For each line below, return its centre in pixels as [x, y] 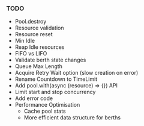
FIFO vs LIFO [31, 54]
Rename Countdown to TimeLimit [56, 79]
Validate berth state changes [50, 60]
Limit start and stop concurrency [55, 92]
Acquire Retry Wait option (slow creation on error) [76, 73]
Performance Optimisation [47, 105]
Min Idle [25, 41]
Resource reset [34, 34]
